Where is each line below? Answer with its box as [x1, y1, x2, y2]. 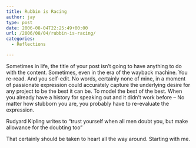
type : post [6, 19, 33, 25]
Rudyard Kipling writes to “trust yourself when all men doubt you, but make [6, 117, 188, 125]
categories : [6, 36, 35, 42]
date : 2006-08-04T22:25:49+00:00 [6, 25, 88, 31]
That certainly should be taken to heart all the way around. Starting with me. [6, 135, 190, 142]
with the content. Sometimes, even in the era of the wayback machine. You [6, 69, 188, 76]
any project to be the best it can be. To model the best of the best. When [6, 88, 182, 95]
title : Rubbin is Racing [6, 8, 67, 15]
